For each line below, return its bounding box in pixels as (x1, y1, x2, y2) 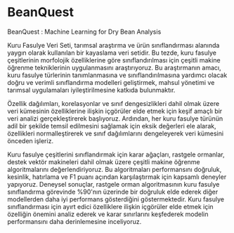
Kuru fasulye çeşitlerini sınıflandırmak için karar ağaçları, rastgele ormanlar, (7, 150, 225, 159)
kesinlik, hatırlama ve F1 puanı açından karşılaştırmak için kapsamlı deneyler (7, 173, 227, 181)
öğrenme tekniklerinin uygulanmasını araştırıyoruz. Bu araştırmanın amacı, (7, 63, 221, 72)
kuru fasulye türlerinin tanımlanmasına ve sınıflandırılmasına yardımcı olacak (7, 71, 228, 79)
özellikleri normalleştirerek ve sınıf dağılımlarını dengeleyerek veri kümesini (7, 129, 223, 138)
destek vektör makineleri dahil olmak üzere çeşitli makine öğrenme (7, 157, 200, 166)
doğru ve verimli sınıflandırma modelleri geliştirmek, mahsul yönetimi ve (7, 78, 215, 86)
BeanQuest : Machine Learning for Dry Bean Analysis (7, 27, 162, 36)
